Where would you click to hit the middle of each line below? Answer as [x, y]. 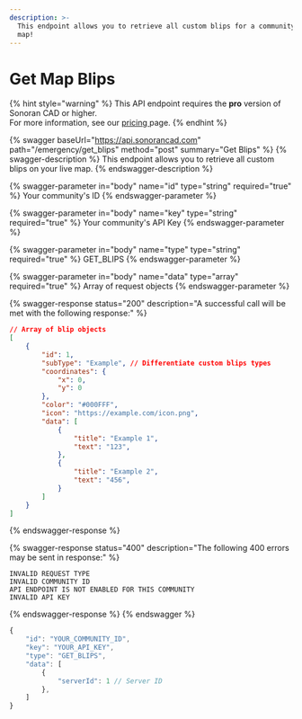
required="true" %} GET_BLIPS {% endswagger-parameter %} [125, 259]
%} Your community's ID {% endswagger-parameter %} [113, 196]
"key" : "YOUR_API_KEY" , [70, 648]
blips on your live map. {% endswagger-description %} [111, 169]
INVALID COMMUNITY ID [50, 582]
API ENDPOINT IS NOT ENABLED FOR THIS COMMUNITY [102, 590]
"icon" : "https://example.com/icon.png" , [120, 413]
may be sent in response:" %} [64, 557]
